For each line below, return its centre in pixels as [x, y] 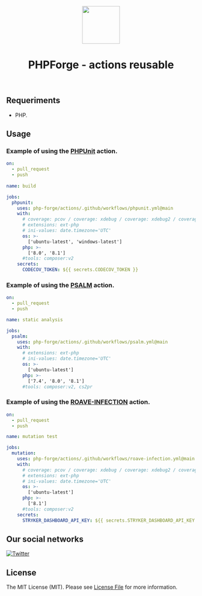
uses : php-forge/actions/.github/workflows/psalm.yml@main [93, 342]
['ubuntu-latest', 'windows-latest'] [75, 242]
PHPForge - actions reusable [101, 65]
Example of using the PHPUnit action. [62, 151]
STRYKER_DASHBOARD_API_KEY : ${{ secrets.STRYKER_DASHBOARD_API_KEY [109, 520]
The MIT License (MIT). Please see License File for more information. [92, 587]
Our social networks [45, 539]
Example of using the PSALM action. [60, 285]
